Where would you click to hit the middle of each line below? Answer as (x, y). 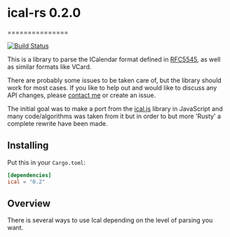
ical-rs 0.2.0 (44, 13)
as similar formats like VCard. (49, 66)
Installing (28, 146)
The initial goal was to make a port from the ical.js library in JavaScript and (115, 108)
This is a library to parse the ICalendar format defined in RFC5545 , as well (114, 59)
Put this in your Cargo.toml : (47, 162)
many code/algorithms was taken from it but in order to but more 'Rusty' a (114, 116)
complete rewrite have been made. (57, 123)
